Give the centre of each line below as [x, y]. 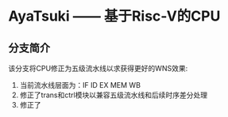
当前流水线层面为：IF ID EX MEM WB [80, 85]
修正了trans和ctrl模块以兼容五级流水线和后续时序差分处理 [114, 95]
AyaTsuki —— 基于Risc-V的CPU [114, 16]
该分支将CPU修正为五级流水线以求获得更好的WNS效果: [98, 68]
